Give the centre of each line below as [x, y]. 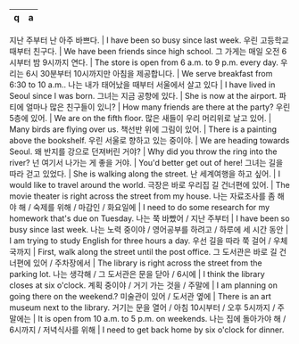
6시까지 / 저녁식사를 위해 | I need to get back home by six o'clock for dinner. [147, 330]
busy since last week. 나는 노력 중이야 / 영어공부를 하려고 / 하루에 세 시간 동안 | [149, 229]
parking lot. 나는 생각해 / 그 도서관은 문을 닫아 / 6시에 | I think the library [137, 274]
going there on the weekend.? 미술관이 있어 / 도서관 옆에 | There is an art [141, 296]
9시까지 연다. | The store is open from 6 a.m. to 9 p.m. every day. [161, 62]
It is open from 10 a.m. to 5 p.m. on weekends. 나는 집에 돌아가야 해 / [162, 319]
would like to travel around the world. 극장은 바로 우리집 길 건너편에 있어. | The [149, 185]
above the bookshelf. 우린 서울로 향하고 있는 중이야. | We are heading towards [149, 140]
